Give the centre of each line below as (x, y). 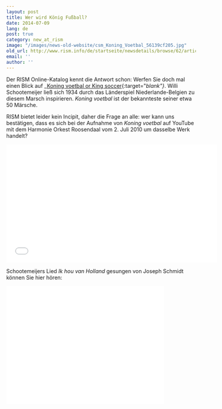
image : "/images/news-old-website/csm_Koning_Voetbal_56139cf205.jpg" (97, 46)
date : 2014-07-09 (28, 23)
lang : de (17, 29)
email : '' (19, 57)
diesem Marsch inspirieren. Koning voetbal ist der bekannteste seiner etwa (99, 98)
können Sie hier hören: (34, 277)
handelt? (17, 135)
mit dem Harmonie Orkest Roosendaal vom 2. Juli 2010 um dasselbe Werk (98, 129)
